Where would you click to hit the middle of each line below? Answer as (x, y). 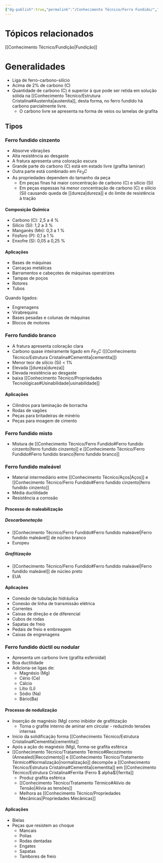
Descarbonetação (24, 520)
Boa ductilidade (28, 663)
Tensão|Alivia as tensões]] (46, 788)
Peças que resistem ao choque (43, 825)
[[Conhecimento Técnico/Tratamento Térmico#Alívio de (75, 783)
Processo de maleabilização (34, 509)
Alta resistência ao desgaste (40, 156)
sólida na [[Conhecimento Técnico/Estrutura (56, 96)
